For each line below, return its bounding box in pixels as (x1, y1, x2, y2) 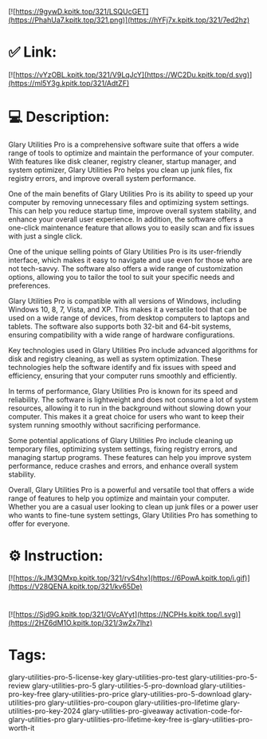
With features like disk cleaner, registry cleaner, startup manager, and (8, 156, 237, 166)
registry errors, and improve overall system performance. (8, 173, 197, 183)
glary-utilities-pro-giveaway (82, 706, 174, 716)
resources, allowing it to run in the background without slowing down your (8, 403, 252, 413)
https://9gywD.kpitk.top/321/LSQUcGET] (15, 7, 149, 16)
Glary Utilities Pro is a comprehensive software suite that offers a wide (8, 140, 239, 149)
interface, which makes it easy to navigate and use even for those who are (8, 255, 253, 265)
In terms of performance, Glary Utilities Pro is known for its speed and (8, 386, 238, 395)
